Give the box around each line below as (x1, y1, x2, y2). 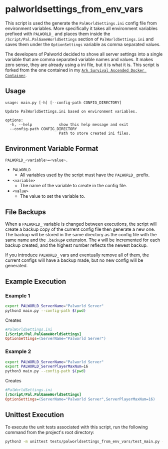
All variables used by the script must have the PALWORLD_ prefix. (19, 172, 150, 178)
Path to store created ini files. (58, 131, 131, 136)
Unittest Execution (5, 410, 64, 419)
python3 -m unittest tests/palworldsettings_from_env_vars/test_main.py (5, 439, 160, 444)
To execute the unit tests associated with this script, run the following (5, 424, 148, 430)
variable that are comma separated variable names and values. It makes (5, 56, 153, 62)
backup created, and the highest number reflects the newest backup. (5, 242, 148, 248)
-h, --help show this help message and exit (9, 122, 128, 127)
